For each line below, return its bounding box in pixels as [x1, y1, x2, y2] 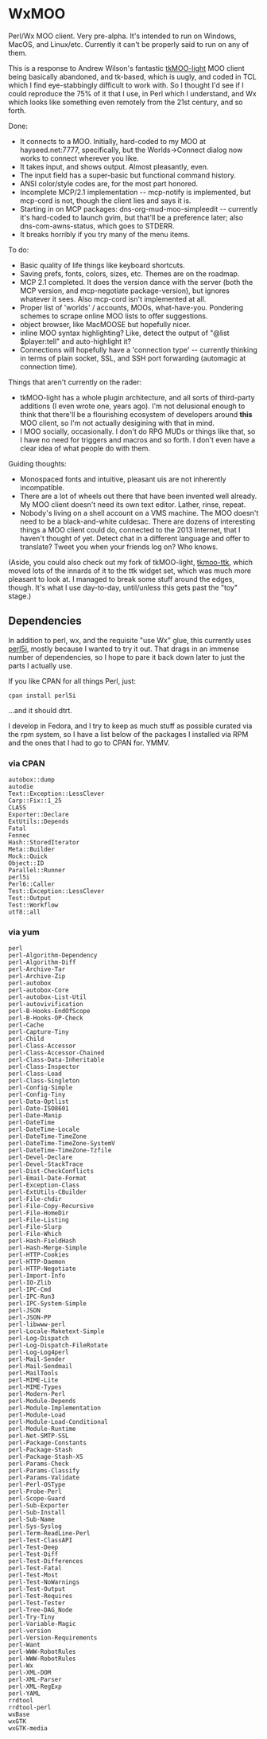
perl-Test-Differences [8, 1558, 83, 1565]
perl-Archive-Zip [8, 973, 66, 981]
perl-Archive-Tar [8, 965, 66, 973]
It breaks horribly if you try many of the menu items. [19, 229, 191, 239]
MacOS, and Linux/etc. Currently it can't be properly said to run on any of [8, 39, 249, 49]
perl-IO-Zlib [8, 1279, 52, 1287]
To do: [8, 244, 29, 255]
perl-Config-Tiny [8, 1091, 66, 1099]
